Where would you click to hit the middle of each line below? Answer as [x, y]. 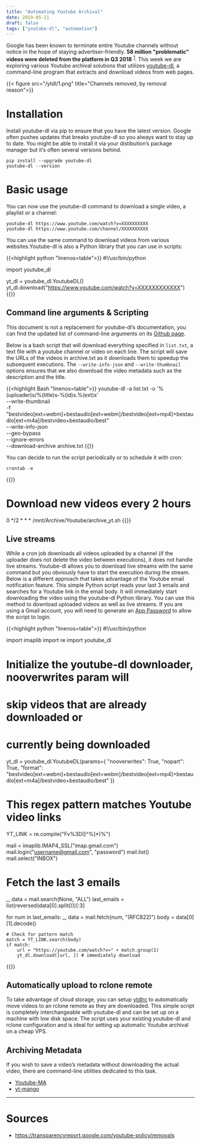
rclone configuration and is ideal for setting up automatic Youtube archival [98, 1025]
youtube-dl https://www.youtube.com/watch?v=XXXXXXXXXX [77, 223]
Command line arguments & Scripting [77, 313]
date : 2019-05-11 [28, 17]
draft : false [22, 23]
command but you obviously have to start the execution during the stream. [98, 572]
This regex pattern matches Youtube [99, 805]
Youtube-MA [31, 1083]
